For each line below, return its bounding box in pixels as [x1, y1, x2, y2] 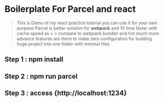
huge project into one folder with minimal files [16, 41, 110, 47]
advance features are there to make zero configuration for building [16, 36, 152, 42]
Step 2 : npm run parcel [4, 72, 78, 80]
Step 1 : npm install [4, 55, 64, 64]
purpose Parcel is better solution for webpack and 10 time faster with [16, 25, 158, 31]
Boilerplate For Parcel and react [4, 3, 136, 15]
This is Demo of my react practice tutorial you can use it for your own [16, 20, 158, 26]
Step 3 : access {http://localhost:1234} [4, 89, 127, 98]
